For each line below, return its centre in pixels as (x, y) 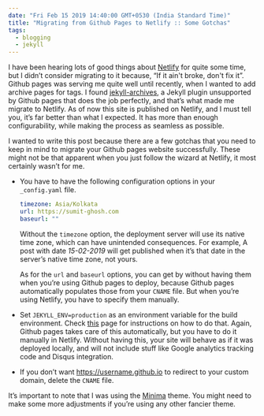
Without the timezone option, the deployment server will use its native (132, 234)
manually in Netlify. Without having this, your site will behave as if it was (136, 340)
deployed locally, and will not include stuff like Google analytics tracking (137, 348)
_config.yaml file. (48, 190)
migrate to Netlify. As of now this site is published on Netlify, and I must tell (130, 109)
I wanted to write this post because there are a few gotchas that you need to (132, 141)
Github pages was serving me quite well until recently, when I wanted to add (132, 84)
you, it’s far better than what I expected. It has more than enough (113, 117)
